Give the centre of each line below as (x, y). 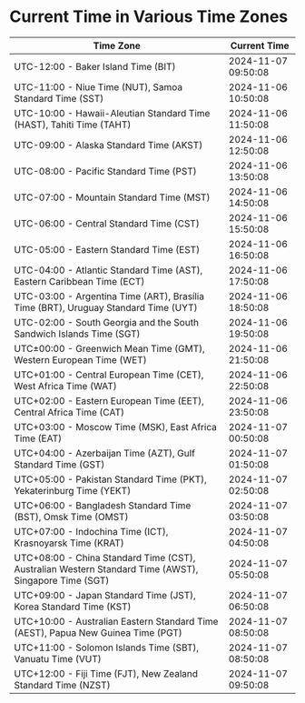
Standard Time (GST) (59, 464)
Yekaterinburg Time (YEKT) (73, 490)
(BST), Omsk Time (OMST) (71, 517)
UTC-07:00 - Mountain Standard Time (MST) (112, 197)
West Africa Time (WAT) (66, 386)
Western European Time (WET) (80, 359)
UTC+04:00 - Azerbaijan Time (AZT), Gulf (104, 453)
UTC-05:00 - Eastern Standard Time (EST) (107, 249)
